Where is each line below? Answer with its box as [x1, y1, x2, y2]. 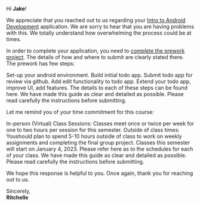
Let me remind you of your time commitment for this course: [6, 109, 154, 115]
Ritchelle [6, 194, 29, 201]
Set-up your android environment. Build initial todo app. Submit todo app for [6, 72, 193, 78]
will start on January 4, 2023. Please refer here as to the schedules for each [6, 146, 193, 152]
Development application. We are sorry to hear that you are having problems [6, 23, 195, 30]
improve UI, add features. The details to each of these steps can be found [6, 84, 188, 91]
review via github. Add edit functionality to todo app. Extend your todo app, [6, 78, 191, 85]
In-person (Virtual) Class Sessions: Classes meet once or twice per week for [6, 120, 195, 127]
